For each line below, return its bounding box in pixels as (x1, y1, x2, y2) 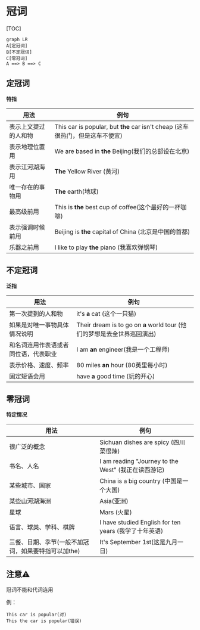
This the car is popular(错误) (6, 618, 82, 624)
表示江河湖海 (9, 163, 46, 171)
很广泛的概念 (9, 443, 46, 451)
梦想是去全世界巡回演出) (88, 330, 157, 338)
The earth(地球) (54, 187, 99, 195)
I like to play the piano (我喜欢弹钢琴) (54, 243, 158, 252)
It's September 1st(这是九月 (99, 538, 177, 547)
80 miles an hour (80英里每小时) (76, 361, 168, 369)
